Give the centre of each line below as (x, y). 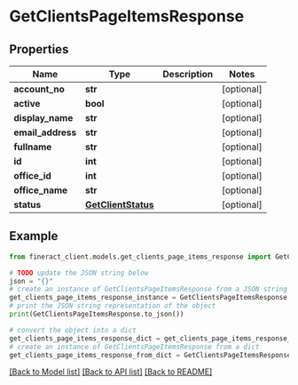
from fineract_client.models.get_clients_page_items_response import (141, 257)
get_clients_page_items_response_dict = (85, 338)
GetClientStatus (120, 205)
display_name (43, 118)
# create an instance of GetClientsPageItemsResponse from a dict (134, 347)
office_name (41, 190)
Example (34, 236)
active (27, 104)
